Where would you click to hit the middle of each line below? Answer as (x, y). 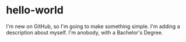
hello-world (35, 10)
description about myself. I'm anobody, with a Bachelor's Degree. (85, 32)
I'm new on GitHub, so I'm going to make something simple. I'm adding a (93, 26)
